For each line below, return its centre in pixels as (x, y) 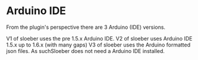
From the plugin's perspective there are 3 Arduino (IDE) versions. (86, 27)
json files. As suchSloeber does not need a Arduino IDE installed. (86, 51)
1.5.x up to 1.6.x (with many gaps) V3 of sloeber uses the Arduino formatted (98, 45)
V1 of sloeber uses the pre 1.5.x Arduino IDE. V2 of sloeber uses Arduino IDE (99, 38)
